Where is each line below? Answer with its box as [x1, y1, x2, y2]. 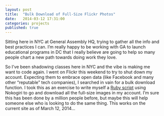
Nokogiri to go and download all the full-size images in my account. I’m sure [5, 90, 159, 96]
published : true [5, 25, 38, 30]
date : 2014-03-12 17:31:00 [5, 16, 65, 21]
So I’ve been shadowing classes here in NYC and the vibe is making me [5, 64, 150, 70]
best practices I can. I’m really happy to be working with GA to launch [5, 44, 146, 50]
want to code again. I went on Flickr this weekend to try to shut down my [5, 69, 153, 75]
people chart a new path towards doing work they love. [5, 54, 117, 60]
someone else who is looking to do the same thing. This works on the [5, 100, 146, 106]
